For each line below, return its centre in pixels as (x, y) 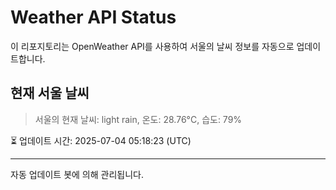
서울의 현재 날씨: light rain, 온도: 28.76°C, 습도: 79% (138, 119)
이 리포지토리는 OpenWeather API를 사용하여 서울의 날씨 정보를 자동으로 (152, 46)
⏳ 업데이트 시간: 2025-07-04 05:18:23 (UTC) (101, 140)
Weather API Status (93, 17)
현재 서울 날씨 (50, 93)
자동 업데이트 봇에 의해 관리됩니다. (77, 174)
